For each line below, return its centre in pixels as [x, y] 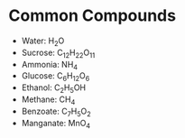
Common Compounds [92, 16]
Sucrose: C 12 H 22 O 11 [58, 53]
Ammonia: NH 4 [50, 65]
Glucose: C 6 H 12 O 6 [55, 77]
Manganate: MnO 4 [56, 124]
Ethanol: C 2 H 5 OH [54, 88]
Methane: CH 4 [48, 100]
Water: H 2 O [43, 41]
